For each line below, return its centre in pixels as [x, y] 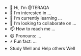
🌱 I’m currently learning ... [36, 18]
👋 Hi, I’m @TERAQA [29, 8]
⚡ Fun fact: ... [23, 41]
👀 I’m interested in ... [30, 13]
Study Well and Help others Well [42, 48]
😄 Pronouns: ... [26, 36]
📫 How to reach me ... [32, 29]
